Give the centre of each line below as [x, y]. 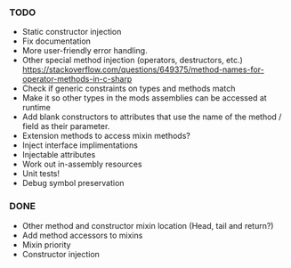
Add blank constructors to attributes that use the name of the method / [152, 117]
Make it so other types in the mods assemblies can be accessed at [144, 98]
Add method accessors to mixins [82, 235]
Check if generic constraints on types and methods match [129, 89]
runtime [36, 108]
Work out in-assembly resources [82, 164]
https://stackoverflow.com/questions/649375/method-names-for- [143, 69]
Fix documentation [57, 41]
